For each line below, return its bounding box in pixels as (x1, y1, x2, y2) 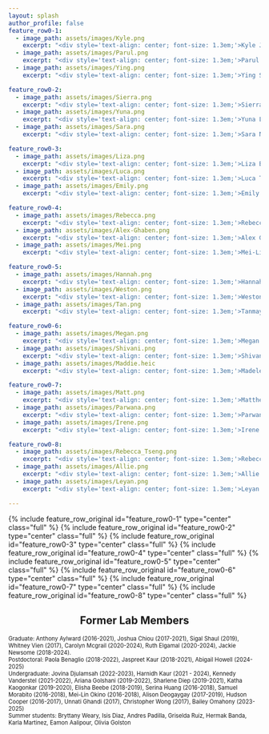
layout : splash (8, 11, 59, 20)
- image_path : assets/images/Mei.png (15, 241, 142, 249)
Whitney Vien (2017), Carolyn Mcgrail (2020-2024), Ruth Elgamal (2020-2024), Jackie (8, 642, 236, 650)
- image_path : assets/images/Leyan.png (15, 477, 149, 485)
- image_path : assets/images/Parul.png (15, 49, 149, 57)
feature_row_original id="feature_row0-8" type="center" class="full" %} (8, 590, 247, 600)
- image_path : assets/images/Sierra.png (15, 93, 152, 101)
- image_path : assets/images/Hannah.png (15, 271, 152, 279)
